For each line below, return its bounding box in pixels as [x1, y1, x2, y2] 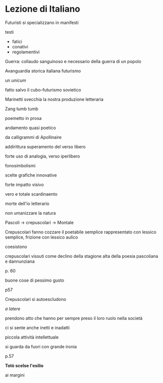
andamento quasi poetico [5, 125, 56, 131]
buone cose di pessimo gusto [5, 277, 64, 283]
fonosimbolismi [5, 162, 36, 168]
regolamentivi [12, 49, 40, 55]
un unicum [5, 77, 27, 83]
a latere [5, 306, 21, 312]
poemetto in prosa [5, 115, 42, 121]
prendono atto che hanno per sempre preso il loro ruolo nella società [5, 315, 143, 321]
